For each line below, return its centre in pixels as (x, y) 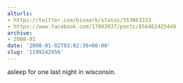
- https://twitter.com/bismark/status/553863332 (79, 20)
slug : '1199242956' (36, 53)
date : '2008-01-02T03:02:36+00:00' (59, 46)
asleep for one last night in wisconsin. (62, 72)
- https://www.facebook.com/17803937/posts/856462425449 (92, 26)
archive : (20, 33)
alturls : (20, 13)
